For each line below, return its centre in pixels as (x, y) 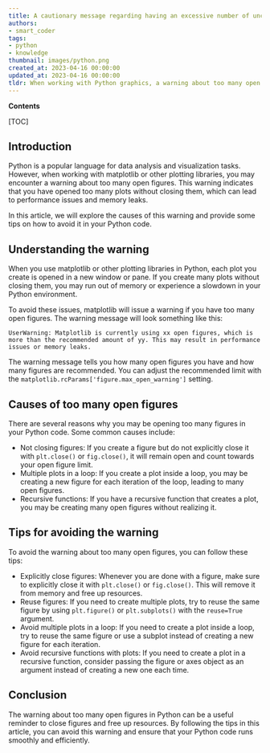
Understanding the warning (79, 249)
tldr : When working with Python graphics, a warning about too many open (135, 83)
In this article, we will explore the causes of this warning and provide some (132, 216)
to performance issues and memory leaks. (78, 200)
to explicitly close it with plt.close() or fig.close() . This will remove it (137, 584)
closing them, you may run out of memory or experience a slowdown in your (135, 286)
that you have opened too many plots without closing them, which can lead (133, 191)
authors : (23, 23)
